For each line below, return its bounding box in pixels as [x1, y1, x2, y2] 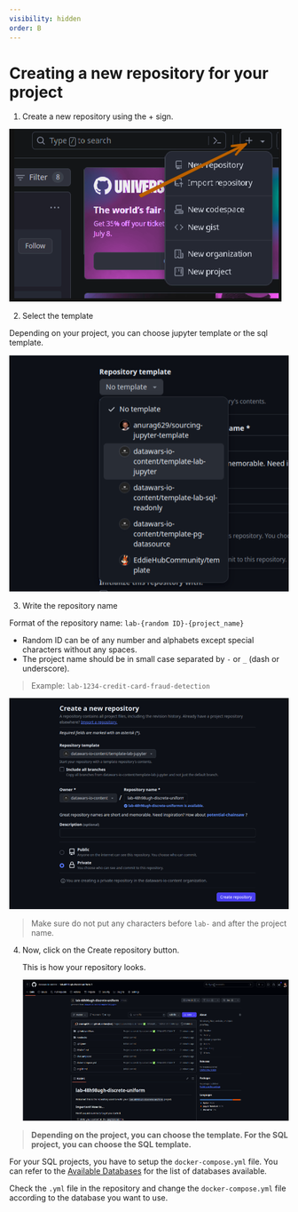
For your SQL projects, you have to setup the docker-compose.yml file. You [9, 1156, 278, 1168]
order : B [9, 23, 42, 33]
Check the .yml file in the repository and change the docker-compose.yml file [9, 1183, 286, 1194]
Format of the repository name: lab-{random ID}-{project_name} [9, 618, 245, 628]
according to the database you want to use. [9, 1192, 169, 1203]
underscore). [21, 663, 70, 674]
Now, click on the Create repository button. [21, 945, 180, 955]
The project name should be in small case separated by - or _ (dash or [21, 653, 279, 664]
